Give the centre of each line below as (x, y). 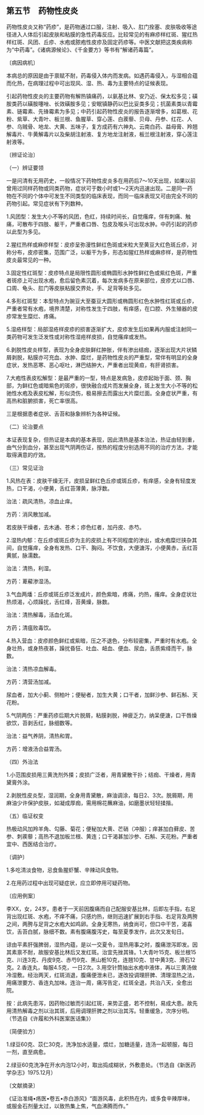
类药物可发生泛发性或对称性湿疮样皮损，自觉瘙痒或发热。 (78, 336)
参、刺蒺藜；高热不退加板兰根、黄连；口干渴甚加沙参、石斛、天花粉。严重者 (102, 836)
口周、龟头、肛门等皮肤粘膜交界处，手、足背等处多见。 (75, 288)
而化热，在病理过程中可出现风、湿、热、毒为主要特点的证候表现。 (89, 83)
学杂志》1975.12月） (31, 1072)
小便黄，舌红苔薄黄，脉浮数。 (75, 488)
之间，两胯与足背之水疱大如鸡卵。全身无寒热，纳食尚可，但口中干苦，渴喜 (99, 924)
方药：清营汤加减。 (30, 682)
